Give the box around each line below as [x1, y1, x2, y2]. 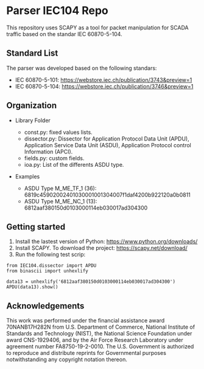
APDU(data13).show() [6, 284, 59, 290]
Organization [6, 100, 57, 111]
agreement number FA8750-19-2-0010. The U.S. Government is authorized [6, 343, 194, 350]
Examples [15, 172, 40, 180]
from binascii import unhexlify [6, 268, 88, 274]
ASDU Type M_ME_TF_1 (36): [24, 184, 97, 192]
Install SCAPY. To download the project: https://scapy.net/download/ [15, 244, 188, 252]
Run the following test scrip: [15, 251, 86, 258]
